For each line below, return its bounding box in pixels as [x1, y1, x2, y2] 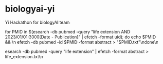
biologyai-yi [5, 3, 55, 15]
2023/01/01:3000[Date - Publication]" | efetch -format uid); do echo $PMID [5, 34, 156, 40]
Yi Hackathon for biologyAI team [5, 19, 70, 25]
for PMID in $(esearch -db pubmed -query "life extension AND [5, 29, 130, 34]
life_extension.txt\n [5, 53, 43, 59]
